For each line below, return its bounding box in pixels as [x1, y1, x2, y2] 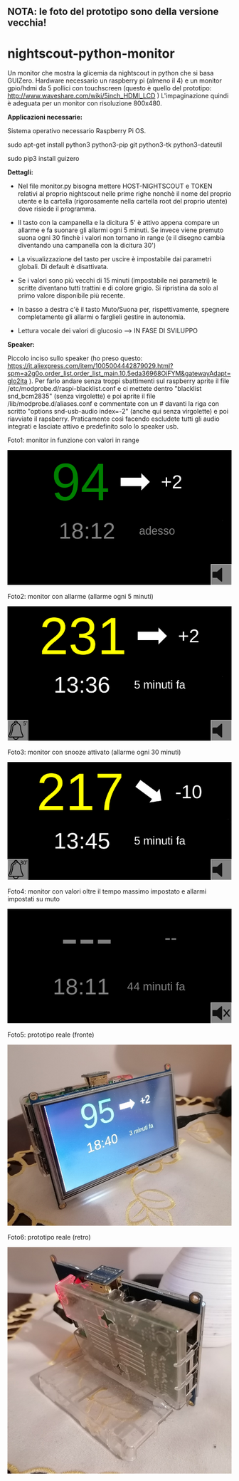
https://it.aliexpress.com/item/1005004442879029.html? [7, 362, 174, 370]
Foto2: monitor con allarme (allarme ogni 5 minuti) [7, 592, 154, 600]
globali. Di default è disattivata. [17, 263, 109, 271]
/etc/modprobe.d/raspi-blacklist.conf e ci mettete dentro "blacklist [7, 384, 202, 393]
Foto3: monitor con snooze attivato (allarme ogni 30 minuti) [7, 748, 181, 757]
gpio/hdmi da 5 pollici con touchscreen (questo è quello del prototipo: [7, 84, 212, 93]
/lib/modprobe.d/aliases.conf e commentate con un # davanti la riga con [7, 399, 219, 408]
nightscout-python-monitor [7, 46, 176, 61]
